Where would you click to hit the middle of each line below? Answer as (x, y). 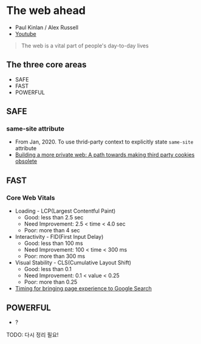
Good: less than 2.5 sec (54, 218)
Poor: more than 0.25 (51, 282)
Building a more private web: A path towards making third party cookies (105, 155)
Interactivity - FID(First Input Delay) (59, 237)
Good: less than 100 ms (53, 243)
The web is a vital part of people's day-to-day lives (85, 46)
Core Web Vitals (31, 198)
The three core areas (46, 65)
